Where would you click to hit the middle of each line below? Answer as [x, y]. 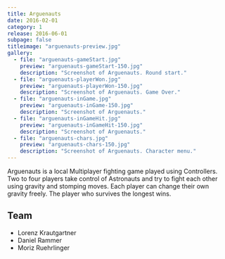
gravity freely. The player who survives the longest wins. [89, 194]
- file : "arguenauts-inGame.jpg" [63, 99]
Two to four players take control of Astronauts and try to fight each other [112, 179]
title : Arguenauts [34, 14]
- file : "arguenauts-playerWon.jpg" [67, 79]
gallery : [20, 53]
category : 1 [25, 27]
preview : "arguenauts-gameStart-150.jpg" [81, 66]
